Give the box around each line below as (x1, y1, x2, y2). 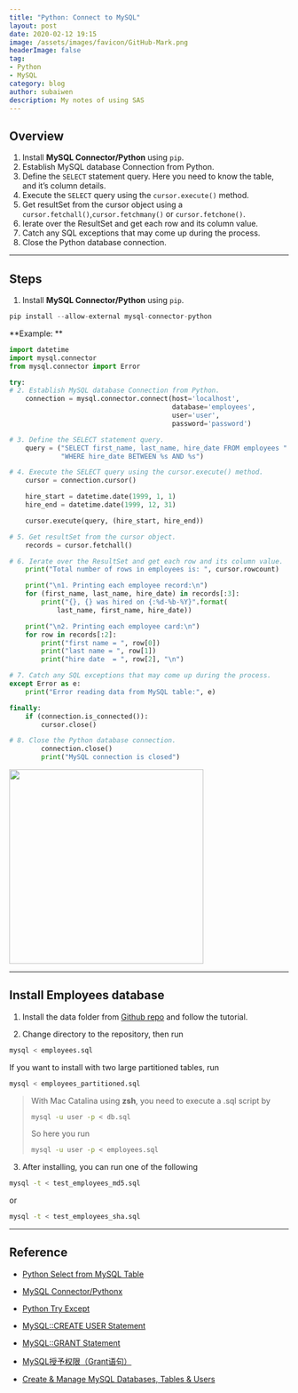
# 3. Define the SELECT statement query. (9, 435, 165, 444)
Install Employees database (9, 988, 165, 1003)
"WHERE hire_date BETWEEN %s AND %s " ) (60, 452, 204, 460)
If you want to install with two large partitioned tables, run (9, 1061, 220, 1072)
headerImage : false (9, 46, 82, 55)
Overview (9, 128, 65, 143)
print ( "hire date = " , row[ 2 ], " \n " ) (41, 655, 184, 664)
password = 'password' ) (171, 419, 252, 428)
